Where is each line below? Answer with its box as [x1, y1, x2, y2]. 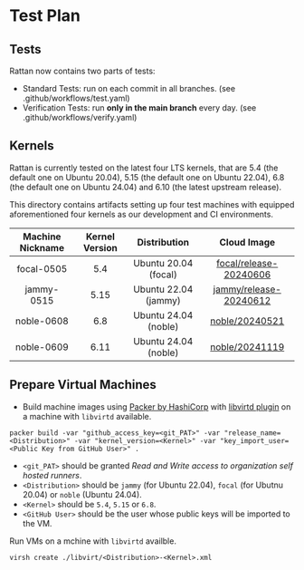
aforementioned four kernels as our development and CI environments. [9, 208, 274, 219]
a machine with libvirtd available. [22, 411, 152, 421]
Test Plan [9, 5, 81, 26]
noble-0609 [14, 341, 70, 353]
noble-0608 [14, 314, 70, 327]
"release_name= [223, 428, 281, 438]
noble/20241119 [209, 341, 285, 353]
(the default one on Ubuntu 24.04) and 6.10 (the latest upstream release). [9, 181, 282, 192]
